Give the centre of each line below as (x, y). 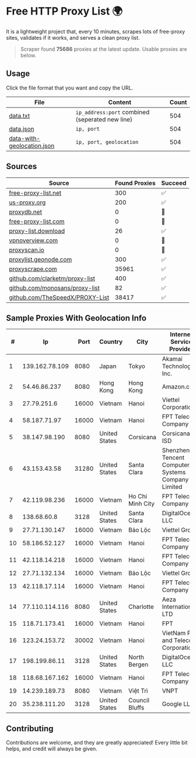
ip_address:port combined (113, 112)
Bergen (138, 664)
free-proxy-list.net (35, 192)
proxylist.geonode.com (41, 259)
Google (172, 704)
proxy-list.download (37, 230)
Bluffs (136, 708)
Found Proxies (135, 183)
